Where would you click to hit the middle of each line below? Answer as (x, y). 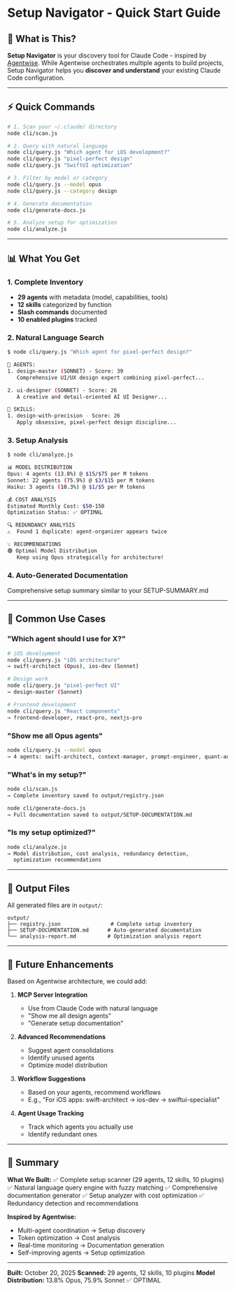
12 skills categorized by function (64, 304)
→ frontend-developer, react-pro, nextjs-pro (74, 718)
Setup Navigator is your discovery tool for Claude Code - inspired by (107, 55)
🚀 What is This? (42, 39)
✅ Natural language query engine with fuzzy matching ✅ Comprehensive (113, 1187)
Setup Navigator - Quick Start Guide (114, 13)
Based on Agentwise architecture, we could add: (77, 981)
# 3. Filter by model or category (58, 178)
